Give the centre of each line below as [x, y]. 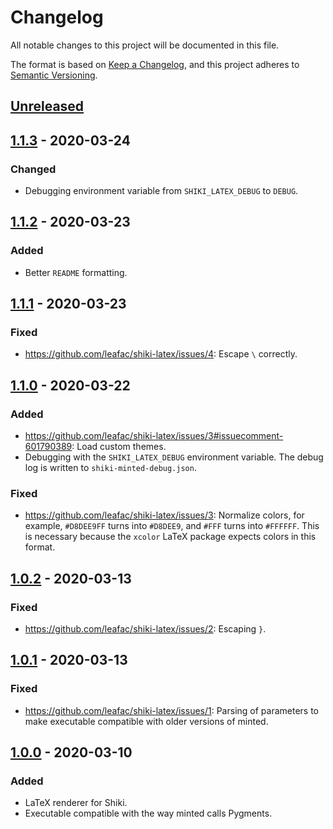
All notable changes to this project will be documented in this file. [145, 45]
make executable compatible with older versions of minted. [146, 721]
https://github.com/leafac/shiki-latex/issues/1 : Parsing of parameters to [172, 710]
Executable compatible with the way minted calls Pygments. [148, 813]
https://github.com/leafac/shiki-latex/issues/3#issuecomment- [154, 436]
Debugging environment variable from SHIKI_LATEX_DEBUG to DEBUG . [161, 191]
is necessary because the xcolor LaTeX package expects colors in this [170, 537]
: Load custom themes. [119, 447]
